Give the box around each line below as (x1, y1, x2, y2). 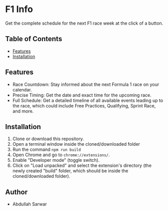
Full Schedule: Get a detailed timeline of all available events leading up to (12, 97, 163, 103)
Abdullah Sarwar (12, 201, 47, 207)
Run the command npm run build (12, 147, 81, 153)
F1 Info (5, 4, 34, 15)
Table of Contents (5, 35, 63, 43)
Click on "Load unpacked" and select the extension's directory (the (12, 162, 152, 169)
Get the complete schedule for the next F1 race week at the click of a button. (5, 20, 163, 26)
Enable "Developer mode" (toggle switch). (12, 157, 100, 163)
